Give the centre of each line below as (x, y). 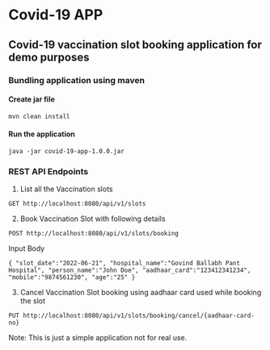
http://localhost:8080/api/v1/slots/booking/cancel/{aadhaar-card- (139, 316)
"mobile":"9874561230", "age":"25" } (72, 277)
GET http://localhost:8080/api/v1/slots (78, 204)
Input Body (27, 248)
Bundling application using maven (77, 80)
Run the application (42, 134)
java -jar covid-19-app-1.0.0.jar (67, 151)
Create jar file (32, 99)
